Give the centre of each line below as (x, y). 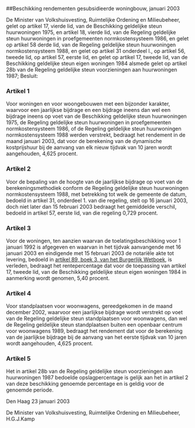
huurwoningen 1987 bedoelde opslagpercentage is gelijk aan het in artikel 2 (97, 378)
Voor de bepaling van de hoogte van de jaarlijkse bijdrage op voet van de (94, 182)
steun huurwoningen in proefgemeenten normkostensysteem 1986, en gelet (97, 38)
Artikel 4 (18, 293)
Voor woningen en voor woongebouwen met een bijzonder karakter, (88, 104)
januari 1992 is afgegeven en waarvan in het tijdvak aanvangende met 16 (94, 247)
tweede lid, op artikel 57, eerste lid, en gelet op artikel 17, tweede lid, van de (97, 57)
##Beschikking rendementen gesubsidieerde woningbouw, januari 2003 (93, 9)
